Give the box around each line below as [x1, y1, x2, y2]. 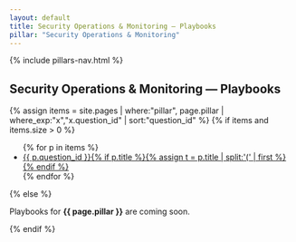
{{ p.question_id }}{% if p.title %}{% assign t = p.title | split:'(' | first [22, 151, 273, 163]
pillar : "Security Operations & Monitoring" [9, 30, 180, 39]
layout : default [9, 13, 71, 23]
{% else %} [9, 189, 53, 199]
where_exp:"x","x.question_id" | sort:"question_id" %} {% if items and [9, 115, 269, 126]
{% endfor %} [22, 171, 75, 182]
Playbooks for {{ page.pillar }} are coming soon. [9, 206, 190, 218]
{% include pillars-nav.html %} [9, 55, 124, 66]
